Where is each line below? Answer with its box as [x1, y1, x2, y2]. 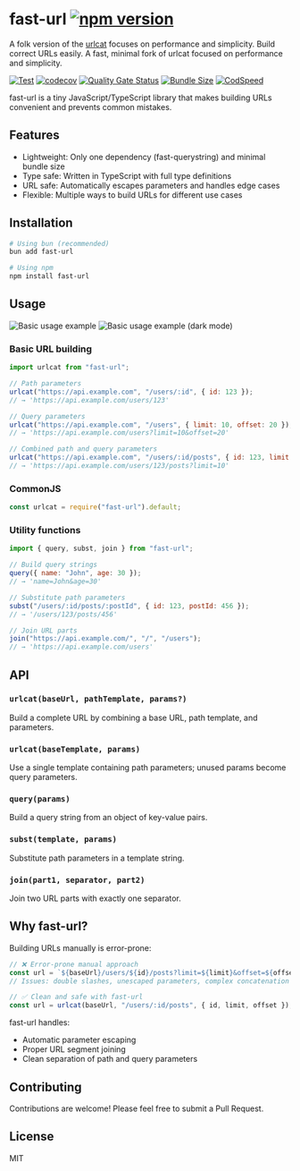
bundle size [21, 161, 65, 172]
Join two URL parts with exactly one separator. [9, 893, 181, 904]
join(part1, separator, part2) [9, 875, 146, 885]
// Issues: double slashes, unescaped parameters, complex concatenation [9, 976, 290, 986]
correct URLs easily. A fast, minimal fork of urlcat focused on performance [9, 47, 284, 58]
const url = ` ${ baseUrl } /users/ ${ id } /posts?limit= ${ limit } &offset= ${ [9, 968, 274, 977]
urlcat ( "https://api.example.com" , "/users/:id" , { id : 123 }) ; [9, 387, 254, 396]
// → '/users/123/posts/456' [9, 609, 118, 619]
